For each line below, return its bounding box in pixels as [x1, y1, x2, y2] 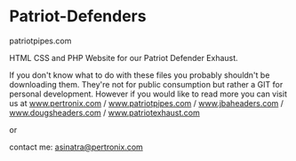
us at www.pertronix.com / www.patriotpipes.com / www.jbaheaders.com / [9, 97, 284, 108]
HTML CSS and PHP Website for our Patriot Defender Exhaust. [9, 52, 238, 63]
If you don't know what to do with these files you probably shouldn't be [9, 69, 270, 80]
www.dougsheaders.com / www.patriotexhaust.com [9, 107, 200, 118]
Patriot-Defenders [9, 6, 147, 27]
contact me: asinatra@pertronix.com [9, 142, 144, 152]
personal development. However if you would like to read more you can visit [9, 88, 287, 99]
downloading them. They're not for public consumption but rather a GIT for [9, 79, 284, 89]
